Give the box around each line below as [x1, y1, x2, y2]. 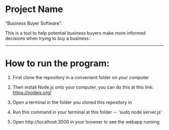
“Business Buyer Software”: [5, 20, 62, 26]
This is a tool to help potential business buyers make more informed [5, 30, 146, 36]
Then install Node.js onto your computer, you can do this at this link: [12, 84, 154, 90]
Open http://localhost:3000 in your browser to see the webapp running [12, 118, 160, 124]
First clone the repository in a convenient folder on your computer [12, 74, 149, 80]
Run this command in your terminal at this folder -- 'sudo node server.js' [12, 109, 162, 115]
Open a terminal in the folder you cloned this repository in [12, 99, 132, 105]
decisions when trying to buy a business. [5, 35, 91, 41]
